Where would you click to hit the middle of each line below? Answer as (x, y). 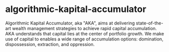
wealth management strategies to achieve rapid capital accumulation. (84, 28)
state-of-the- (150, 23)
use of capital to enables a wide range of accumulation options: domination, (84, 39)
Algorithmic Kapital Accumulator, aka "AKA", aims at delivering (70, 23)
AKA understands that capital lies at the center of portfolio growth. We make (85, 33)
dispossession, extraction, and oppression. (50, 44)
